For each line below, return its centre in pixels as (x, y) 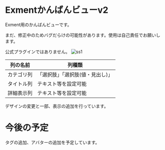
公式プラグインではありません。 (38, 52)
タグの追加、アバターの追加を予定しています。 (52, 142)
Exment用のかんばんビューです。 (39, 25)
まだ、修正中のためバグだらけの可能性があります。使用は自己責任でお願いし (83, 35)
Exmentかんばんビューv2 (57, 10)
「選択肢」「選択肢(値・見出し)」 (75, 74)
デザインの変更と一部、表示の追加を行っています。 (57, 106)
